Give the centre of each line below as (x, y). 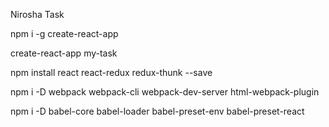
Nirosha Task (37, 14)
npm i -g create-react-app (64, 33)
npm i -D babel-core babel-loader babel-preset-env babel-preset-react (157, 111)
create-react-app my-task (64, 53)
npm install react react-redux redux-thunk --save (111, 72)
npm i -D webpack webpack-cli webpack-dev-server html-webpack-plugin (165, 92)
